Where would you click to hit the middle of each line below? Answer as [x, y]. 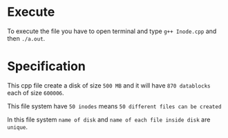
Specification [47, 67]
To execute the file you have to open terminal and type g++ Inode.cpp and [112, 31]
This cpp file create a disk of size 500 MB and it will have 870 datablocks [109, 85]
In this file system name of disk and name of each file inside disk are [109, 119]
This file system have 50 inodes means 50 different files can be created [114, 106]
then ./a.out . [26, 38]
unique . [17, 127]
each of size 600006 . [36, 92]
